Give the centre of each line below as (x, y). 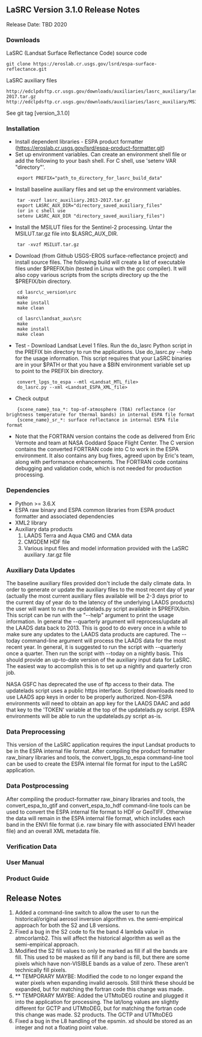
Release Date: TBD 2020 (37, 24)
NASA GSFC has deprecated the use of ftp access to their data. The (90, 684)
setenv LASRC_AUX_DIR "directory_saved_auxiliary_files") (91, 216)
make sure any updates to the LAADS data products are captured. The (93, 634)
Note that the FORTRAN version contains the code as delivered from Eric (105, 436)
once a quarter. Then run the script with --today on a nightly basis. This (95, 653)
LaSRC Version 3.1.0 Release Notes (73, 10)
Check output (32, 398)
